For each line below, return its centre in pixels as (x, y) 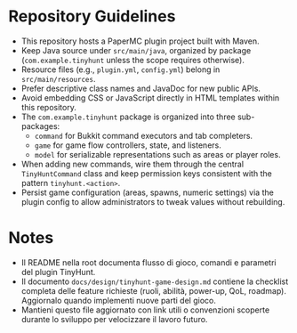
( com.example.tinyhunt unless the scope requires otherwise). (133, 60)
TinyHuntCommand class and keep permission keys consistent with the (146, 173)
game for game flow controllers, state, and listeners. (128, 145)
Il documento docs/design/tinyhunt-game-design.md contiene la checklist (155, 281)
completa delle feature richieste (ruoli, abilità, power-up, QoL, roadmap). (153, 290)
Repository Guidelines (92, 16)
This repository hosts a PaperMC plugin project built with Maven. (140, 41)
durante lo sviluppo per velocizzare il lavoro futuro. (114, 319)
